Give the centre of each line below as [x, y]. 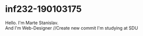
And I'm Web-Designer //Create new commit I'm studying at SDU [71, 28]
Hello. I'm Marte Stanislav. [32, 23]
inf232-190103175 [43, 9]
